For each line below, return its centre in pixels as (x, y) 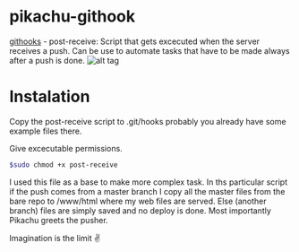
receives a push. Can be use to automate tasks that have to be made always (149, 50)
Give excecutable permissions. (66, 148)
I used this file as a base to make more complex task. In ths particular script (149, 182)
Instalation (50, 97)
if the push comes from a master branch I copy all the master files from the (147, 191)
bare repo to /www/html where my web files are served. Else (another (138, 201)
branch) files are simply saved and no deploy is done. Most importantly (140, 210)
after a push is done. (47, 60)
